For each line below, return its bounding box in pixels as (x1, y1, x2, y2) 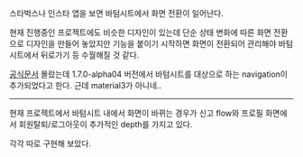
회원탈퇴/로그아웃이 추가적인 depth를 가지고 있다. (18, 119, 193, 129)
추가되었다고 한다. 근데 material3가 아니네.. (9, 80, 162, 90)
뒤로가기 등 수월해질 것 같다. (40, 50, 140, 60)
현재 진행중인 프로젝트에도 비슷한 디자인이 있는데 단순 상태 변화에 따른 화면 (9, 27, 272, 38)
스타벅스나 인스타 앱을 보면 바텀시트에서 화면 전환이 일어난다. (9, 8, 224, 18)
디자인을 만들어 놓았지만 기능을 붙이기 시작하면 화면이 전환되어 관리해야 (25, 39, 277, 49)
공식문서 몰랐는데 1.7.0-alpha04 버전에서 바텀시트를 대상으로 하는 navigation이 (9, 69, 289, 79)
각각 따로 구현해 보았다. (9, 138, 92, 149)
